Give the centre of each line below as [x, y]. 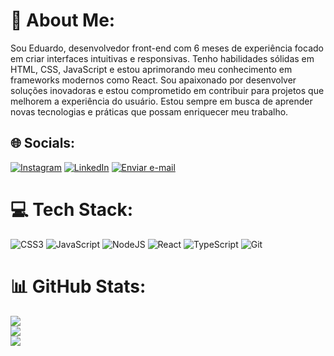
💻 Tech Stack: [72, 209]
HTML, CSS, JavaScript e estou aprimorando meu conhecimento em [151, 69]
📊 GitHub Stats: [78, 286]
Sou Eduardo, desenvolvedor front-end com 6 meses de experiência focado [167, 48]
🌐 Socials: [43, 143]
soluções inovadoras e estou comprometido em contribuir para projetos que [167, 90]
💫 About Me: [63, 20]
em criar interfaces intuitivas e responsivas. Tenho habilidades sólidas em [162, 58]
